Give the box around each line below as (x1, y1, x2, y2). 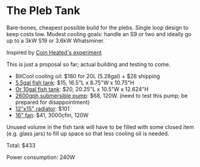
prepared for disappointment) (15, 98, 90, 106)
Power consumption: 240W (6, 154, 75, 161)
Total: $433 (6, 141, 35, 149)
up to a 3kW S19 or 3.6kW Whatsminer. (6, 37, 105, 44)
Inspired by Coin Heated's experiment (6, 48, 102, 56)
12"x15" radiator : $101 (15, 105, 70, 112)
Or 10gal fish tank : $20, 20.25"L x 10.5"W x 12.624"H (15, 85, 149, 92)
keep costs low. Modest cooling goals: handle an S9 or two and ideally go (6, 30, 191, 37)
